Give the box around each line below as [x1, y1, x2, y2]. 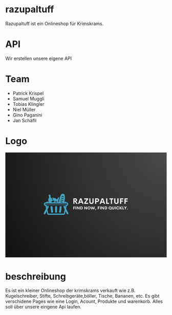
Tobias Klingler [12, 101, 45, 107]
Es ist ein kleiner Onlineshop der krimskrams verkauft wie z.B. [5, 287, 136, 294]
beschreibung [5, 271, 67, 282]
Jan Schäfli [12, 117, 37, 123]
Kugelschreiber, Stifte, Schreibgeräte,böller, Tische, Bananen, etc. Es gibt [5, 293, 160, 299]
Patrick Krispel [12, 90, 44, 96]
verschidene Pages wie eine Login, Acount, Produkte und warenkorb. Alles [5, 298, 163, 305]
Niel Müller [12, 106, 36, 112]
